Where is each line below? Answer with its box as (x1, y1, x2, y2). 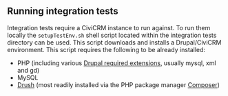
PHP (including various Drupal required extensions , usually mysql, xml (17, 58, 216, 67)
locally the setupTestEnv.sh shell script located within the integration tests (7, 31, 217, 39)
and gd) (17, 66, 40, 74)
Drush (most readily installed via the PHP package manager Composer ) (17, 80, 220, 88)
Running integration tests (7, 5, 118, 17)
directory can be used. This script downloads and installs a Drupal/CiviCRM (7, 38, 222, 47)
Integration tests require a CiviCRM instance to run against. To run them (7, 23, 211, 32)
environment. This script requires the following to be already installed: (7, 45, 205, 53)
